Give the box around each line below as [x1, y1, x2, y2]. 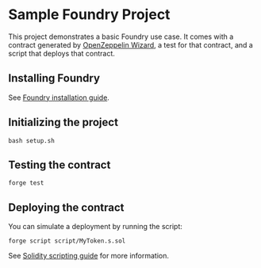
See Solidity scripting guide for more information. [8, 251, 169, 261]
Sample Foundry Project [8, 6, 171, 24]
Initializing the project [8, 116, 119, 129]
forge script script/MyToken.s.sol [8, 237, 126, 245]
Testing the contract [8, 158, 111, 171]
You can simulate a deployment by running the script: [8, 222, 182, 232]
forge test [8, 179, 44, 187]
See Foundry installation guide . [8, 93, 109, 102]
